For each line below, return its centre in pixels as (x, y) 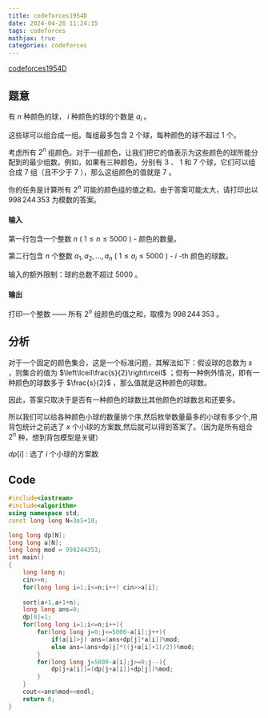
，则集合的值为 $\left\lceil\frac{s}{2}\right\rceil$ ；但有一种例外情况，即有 (131, 372)
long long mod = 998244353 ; (55, 550)
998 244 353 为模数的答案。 (55, 200)
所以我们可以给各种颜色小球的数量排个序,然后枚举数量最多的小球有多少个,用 (133, 416)
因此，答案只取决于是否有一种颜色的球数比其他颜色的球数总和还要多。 (124, 400)
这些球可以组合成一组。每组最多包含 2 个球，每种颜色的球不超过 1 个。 (124, 135)
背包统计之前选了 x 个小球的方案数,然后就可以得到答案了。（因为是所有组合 (131, 427)
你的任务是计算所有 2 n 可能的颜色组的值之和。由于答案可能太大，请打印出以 (133, 189)
